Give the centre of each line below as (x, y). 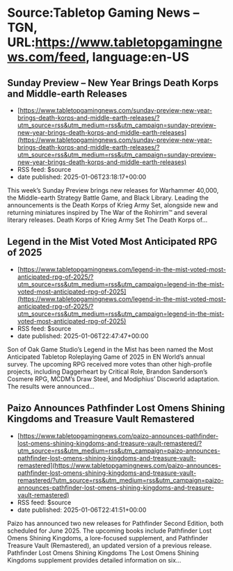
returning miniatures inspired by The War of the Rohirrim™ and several (107, 212)
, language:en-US (138, 57)
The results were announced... (51, 386)
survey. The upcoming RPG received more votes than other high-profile (110, 364)
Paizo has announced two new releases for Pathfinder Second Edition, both (115, 523)
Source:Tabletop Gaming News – (103, 13)
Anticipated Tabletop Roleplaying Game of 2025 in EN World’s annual (106, 357)
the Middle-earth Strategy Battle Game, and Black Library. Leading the (108, 198)
